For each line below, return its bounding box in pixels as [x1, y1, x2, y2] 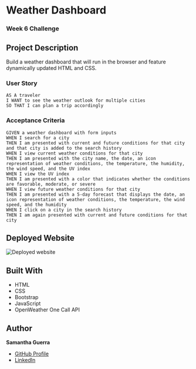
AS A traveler [6, 92, 41, 99]
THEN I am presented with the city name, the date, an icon [6, 155, 157, 162]
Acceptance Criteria [6, 116, 65, 125]
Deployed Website [6, 233, 75, 243]
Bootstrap [14, 294, 39, 301]
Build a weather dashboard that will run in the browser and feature [6, 58, 166, 65]
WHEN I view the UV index [6, 171, 69, 177]
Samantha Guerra [6, 338, 50, 345]
